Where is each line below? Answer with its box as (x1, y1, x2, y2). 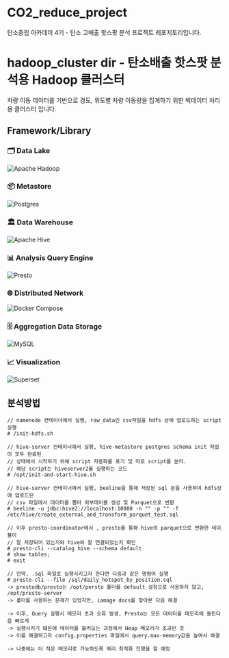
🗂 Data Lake (7, 146, 51, 156)
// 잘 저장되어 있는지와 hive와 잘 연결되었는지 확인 (7, 539, 136, 546)
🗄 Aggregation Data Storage (7, 321, 103, 331)
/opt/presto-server (7, 590, 63, 597)
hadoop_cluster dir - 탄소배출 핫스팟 (7, 55, 208, 71)
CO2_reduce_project (7, 5, 128, 21)
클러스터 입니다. (14, 104, 57, 113)
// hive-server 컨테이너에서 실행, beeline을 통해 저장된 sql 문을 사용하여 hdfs (7, 485, 217, 492)
